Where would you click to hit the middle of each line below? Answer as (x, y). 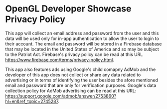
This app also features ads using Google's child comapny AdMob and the (81, 69)
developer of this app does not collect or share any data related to (73, 74)
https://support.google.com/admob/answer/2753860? (61, 96)
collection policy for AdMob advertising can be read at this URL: (71, 90)
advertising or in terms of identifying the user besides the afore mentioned (82, 80)
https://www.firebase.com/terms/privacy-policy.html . (60, 59)
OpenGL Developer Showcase (68, 9)
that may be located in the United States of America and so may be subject (82, 49)
